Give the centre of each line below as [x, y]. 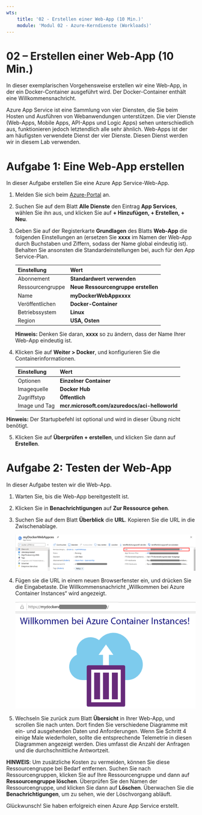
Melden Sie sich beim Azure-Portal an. [63, 195]
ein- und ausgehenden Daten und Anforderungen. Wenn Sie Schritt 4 [100, 731]
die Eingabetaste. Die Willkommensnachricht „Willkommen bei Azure [99, 587]
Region [26, 321]
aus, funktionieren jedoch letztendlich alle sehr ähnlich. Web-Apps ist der [97, 129]
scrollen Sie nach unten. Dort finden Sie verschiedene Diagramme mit [101, 725]
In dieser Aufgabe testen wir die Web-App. [59, 485]
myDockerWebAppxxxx [100, 295]
